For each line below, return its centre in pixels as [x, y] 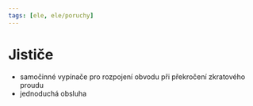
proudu [31, 85]
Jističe [31, 54]
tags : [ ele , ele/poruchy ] [51, 15]
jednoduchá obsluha [53, 93]
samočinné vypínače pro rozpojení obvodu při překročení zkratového [132, 77]
